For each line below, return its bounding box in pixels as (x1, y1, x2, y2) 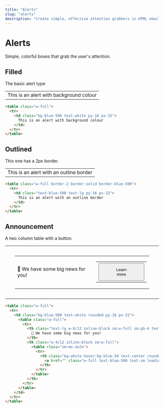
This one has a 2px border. (5, 158, 59, 164)
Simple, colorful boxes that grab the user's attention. (5, 53, 111, 59)
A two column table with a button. (5, 235, 73, 241)
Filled (5, 68, 22, 76)
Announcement (5, 222, 54, 230)
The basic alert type (5, 81, 45, 87)
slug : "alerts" (5, 12, 36, 17)
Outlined (5, 145, 32, 153)
